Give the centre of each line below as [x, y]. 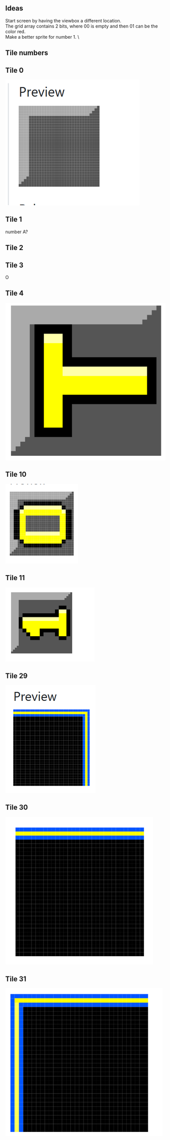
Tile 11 [15, 578]
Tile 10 [16, 474]
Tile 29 [17, 676]
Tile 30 [17, 807]
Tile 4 [15, 293]
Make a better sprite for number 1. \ [42, 37]
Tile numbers [27, 53]
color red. [16, 31]
